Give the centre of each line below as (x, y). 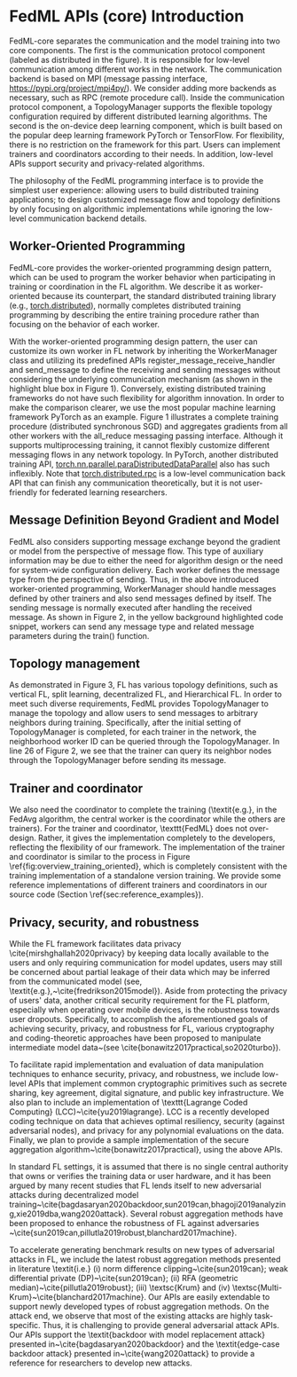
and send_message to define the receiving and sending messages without (145, 369)
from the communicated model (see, (76, 981)
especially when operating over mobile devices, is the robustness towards (145, 1010)
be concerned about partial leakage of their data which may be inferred (140, 972)
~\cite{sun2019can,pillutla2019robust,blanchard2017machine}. (123, 1232)
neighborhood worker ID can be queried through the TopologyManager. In (145, 742)
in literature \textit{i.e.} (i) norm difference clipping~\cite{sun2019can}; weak (148, 1269)
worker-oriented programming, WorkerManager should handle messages (143, 588)
